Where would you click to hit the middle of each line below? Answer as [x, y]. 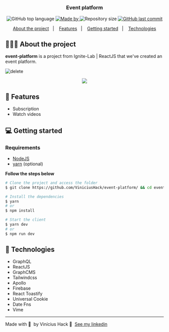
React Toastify [27, 294]
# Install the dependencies [35, 196]
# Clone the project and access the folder [52, 183]
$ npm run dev [20, 234]
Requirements [23, 148]
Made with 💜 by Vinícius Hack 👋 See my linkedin [56, 324]
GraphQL [22, 261]
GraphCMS [24, 272]
